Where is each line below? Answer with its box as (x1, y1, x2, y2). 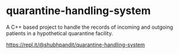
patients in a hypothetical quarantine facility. (6, 29, 113, 36)
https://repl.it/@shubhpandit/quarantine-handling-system (6, 41, 146, 48)
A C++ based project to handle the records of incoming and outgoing (6, 23, 173, 31)
